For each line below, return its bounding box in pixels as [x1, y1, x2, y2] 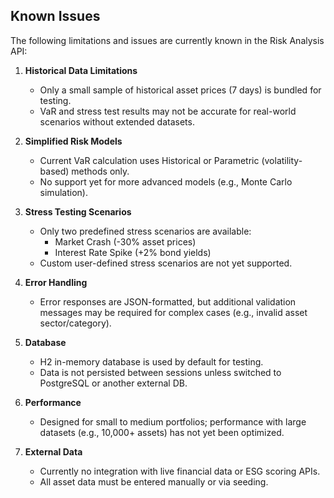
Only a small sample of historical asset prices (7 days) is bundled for [39, 84, 322, 96]
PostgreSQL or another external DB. [39, 377, 188, 389]
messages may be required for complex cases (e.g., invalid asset [39, 306, 308, 318]
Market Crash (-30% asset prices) [54, 235, 197, 248]
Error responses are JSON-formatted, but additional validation [39, 295, 297, 308]
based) [39, 165, 70, 177]
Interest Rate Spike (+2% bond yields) [54, 246, 212, 258]
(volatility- [261, 154, 303, 166]
